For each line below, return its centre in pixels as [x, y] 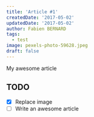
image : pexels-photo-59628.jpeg [47, 46]
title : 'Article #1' [32, 12]
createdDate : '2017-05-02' [40, 17]
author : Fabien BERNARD [36, 29]
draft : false [23, 51]
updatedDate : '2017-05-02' [40, 23]
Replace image [34, 102]
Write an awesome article [47, 109]
